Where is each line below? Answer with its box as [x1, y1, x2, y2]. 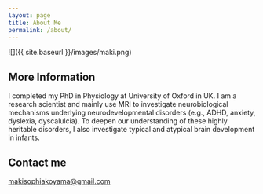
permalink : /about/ [8, 26, 72, 34]
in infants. [8, 133, 41, 142]
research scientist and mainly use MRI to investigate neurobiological [8, 100, 228, 109]
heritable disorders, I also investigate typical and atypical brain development [8, 125, 255, 134]
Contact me [8, 156, 67, 169]
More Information [8, 70, 96, 83]
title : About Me [8, 19, 61, 27]
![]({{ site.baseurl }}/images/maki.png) [8, 48, 132, 57]
